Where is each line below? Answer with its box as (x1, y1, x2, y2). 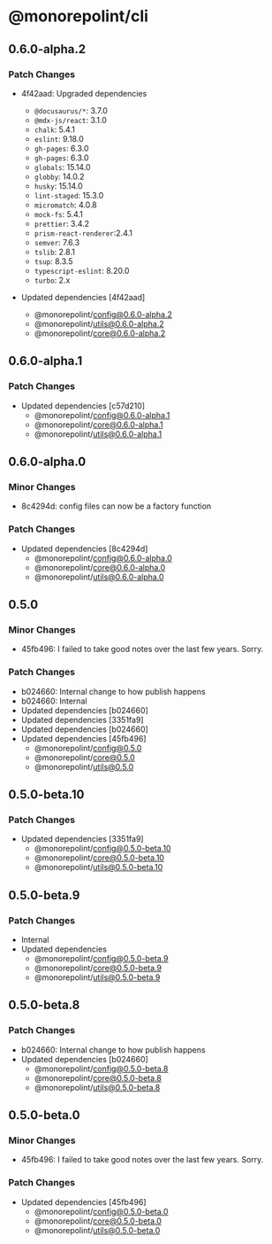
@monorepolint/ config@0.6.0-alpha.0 (34, 552, 173, 564)
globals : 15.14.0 (34, 161, 91, 172)
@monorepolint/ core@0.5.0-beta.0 (34, 1216, 162, 1226)
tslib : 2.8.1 (34, 246, 76, 257)
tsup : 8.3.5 (34, 255, 73, 267)
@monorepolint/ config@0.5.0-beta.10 (34, 844, 171, 854)
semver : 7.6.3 (34, 237, 80, 247)
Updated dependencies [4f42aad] (20, 292, 146, 302)
